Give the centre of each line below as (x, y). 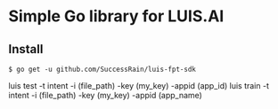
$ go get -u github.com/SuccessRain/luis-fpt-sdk (102, 69)
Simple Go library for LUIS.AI (116, 16)
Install (26, 49)
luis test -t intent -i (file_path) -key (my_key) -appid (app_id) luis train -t (139, 86)
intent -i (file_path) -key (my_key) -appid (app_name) (105, 95)
